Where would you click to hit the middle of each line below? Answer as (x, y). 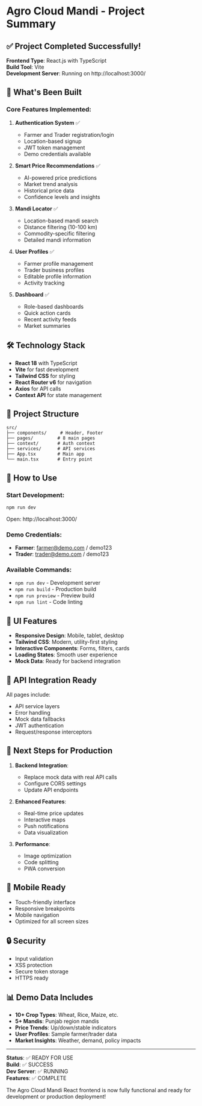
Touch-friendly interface (45, 902)
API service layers (37, 706)
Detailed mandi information (57, 240)
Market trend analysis (51, 184)
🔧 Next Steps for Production (60, 751)
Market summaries (47, 325)
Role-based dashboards (54, 306)
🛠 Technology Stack (46, 346)
